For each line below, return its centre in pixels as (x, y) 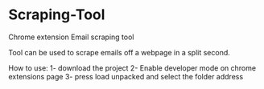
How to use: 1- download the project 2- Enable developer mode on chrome (132, 68)
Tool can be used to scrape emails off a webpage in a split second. (120, 52)
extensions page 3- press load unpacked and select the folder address (126, 76)
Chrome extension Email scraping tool (71, 37)
